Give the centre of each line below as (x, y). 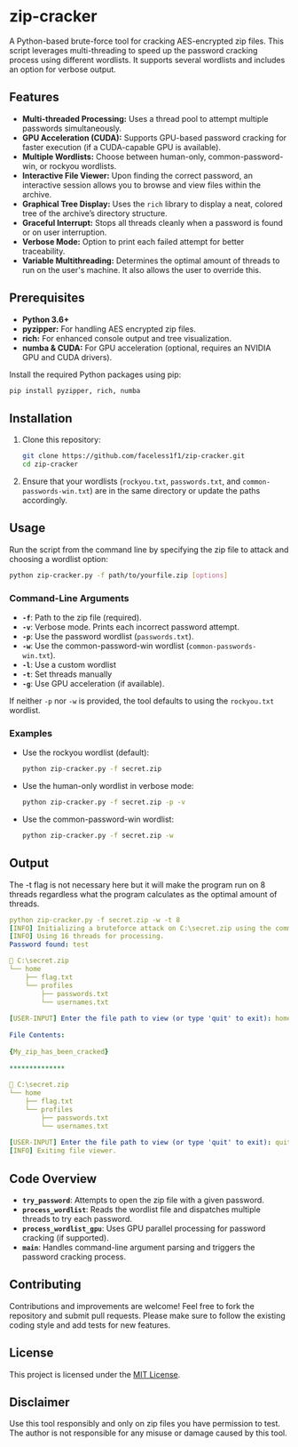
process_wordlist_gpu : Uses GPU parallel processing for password (144, 1228)
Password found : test (49, 945)
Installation (41, 418)
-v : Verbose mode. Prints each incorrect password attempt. (130, 627)
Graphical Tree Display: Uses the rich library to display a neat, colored (153, 204)
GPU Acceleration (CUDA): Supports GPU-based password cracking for (154, 137)
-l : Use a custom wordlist (69, 664)
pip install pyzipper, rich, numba (75, 390)
